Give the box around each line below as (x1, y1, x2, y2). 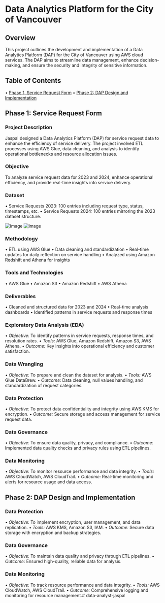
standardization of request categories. (5, 382, 83, 388)
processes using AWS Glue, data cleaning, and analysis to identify (5, 145, 139, 151)
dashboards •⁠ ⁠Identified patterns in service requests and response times (5, 309, 153, 315)
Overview (5, 33, 36, 42)
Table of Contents (5, 76, 62, 85)
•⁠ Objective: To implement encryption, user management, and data (5, 519, 141, 525)
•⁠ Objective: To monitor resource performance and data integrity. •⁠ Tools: (5, 469, 154, 474)
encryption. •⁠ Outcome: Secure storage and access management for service (5, 411, 161, 417)
